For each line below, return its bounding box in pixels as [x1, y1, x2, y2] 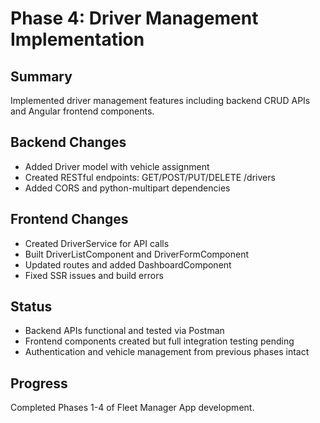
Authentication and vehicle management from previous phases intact [24, 346, 310, 358]
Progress [10, 375, 68, 392]
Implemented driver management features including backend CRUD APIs [10, 95, 311, 106]
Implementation [10, 28, 145, 51]
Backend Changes [10, 134, 127, 151]
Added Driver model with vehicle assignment [24, 160, 210, 172]
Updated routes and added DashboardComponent [24, 258, 232, 271]
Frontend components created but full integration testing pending [24, 335, 295, 347]
